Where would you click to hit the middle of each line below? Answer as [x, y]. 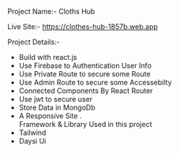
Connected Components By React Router [86, 91]
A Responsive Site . [50, 116]
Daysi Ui [32, 141]
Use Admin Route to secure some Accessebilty [95, 82]
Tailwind [32, 132]
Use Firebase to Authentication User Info [85, 65]
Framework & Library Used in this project [85, 124]
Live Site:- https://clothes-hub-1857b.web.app [83, 26]
